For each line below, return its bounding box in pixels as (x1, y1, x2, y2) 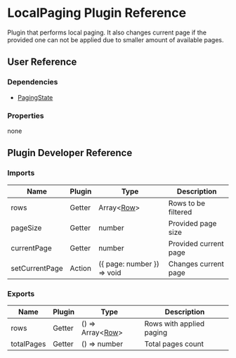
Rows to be (168, 198, 206, 208)
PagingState (17, 93, 53, 101)
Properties (7, 110, 44, 120)
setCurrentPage (11, 263, 63, 273)
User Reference (7, 56, 77, 68)
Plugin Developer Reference (7, 147, 133, 159)
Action (70, 263, 91, 273)
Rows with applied (144, 319, 205, 328)
